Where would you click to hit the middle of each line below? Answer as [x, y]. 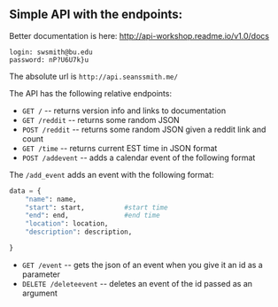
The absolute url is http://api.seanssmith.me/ [94, 76]
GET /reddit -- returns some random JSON [100, 119]
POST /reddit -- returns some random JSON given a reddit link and [144, 129]
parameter [41, 274]
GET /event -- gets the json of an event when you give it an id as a [142, 265]
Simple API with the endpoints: [96, 15]
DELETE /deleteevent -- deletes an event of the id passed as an [137, 283]
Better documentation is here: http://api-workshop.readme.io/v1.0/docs [139, 35]
